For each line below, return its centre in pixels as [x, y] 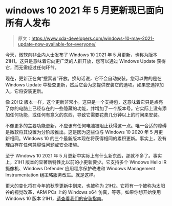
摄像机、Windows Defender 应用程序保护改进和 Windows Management [80, 168]
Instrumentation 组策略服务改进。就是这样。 [52, 175]
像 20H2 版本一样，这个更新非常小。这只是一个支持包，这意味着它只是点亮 [84, 102]
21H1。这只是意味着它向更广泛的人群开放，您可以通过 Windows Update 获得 [86, 61]
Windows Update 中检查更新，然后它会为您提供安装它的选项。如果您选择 [82, 84]
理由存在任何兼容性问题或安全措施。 [44, 145]
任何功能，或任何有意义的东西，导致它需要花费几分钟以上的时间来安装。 [86, 115]
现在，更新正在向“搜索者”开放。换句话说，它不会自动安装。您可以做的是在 [84, 78]
